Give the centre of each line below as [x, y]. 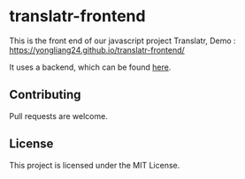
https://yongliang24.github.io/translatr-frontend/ [97, 49]
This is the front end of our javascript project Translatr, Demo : [122, 41]
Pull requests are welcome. [58, 116]
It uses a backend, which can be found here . [90, 67]
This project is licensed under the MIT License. [95, 165]
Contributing [45, 95]
